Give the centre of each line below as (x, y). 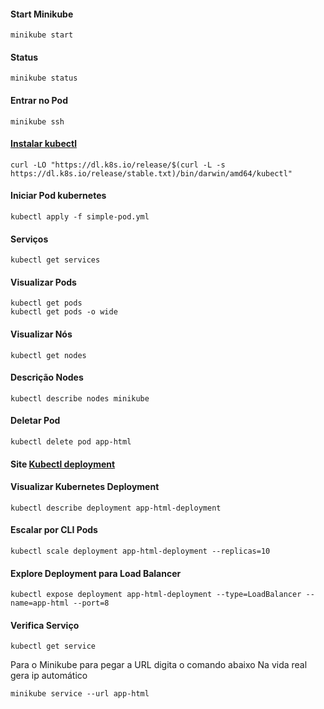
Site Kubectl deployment (63, 464)
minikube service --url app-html (80, 694)
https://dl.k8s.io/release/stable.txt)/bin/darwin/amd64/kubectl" (151, 173)
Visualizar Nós (41, 334)
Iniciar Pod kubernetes (58, 196)
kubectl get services (55, 260)
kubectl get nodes (48, 355)
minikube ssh (37, 121)
